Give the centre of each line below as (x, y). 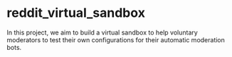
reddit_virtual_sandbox (76, 13)
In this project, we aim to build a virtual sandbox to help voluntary (102, 32)
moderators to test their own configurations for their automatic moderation (116, 39)
